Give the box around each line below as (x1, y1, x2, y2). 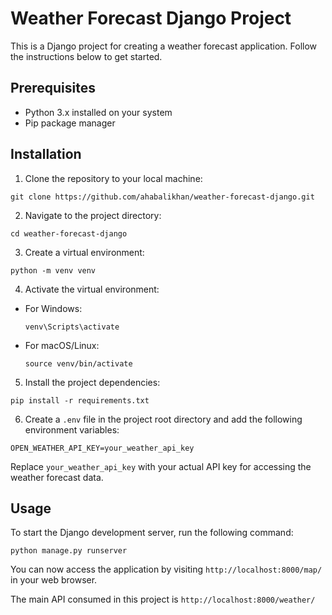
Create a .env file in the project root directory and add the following (24, 413, 303, 425)
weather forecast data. (10, 471, 104, 483)
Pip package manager (24, 117, 116, 129)
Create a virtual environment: (24, 246, 145, 258)
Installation (10, 146, 82, 163)
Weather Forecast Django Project (10, 7, 292, 30)
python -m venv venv (10, 265, 97, 276)
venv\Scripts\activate (24, 322, 120, 332)
